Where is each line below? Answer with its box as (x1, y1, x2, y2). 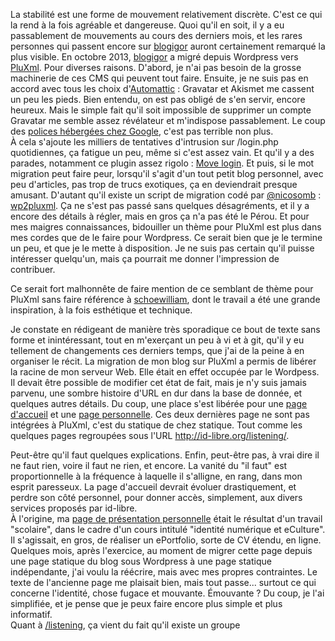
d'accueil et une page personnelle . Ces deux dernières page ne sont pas (10, 409, 310, 420)
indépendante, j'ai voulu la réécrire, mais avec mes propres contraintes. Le (10, 566, 318, 578)
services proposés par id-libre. (10, 502, 138, 514)
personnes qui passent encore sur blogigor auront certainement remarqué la (10, 40, 326, 52)
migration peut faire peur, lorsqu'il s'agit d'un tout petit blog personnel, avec (10, 168, 324, 179)
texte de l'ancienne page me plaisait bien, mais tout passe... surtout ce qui (10, 577, 317, 588)
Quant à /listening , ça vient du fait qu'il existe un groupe (10, 619, 241, 631)
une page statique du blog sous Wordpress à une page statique (10, 555, 272, 567)
